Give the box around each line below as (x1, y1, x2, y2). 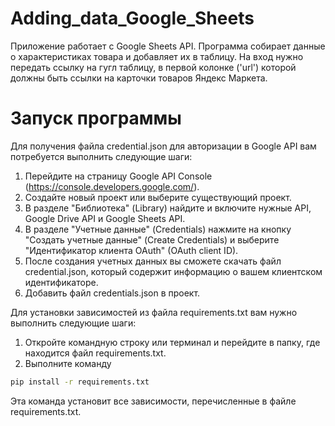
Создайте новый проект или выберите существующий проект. (24, 191, 292, 203)
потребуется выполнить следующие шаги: (10, 150, 193, 162)
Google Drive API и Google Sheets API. (24, 212, 186, 224)
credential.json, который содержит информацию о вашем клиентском (24, 265, 323, 277)
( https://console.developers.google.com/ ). (24, 180, 200, 192)
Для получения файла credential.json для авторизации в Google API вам (10, 140, 317, 152)
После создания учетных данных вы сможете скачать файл (24, 255, 282, 267)
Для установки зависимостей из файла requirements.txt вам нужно (10, 306, 298, 318)
